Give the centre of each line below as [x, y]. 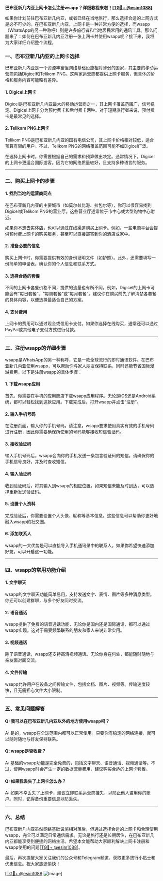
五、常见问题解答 [25, 708]
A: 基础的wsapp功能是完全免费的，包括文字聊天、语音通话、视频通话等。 [78, 763]
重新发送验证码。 [26, 492]
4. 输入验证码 [18, 474]
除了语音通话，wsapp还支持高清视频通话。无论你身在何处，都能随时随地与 [80, 654]
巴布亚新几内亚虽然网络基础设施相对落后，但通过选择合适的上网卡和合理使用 [81, 829]
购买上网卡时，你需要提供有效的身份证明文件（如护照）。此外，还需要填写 [78, 258]
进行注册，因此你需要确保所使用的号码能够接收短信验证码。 [65, 432]
